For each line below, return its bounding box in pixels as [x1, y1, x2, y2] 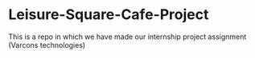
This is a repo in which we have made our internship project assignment [8, 32, 247, 41]
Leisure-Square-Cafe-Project [8, 6, 209, 24]
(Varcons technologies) [8, 40, 86, 49]
